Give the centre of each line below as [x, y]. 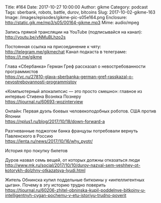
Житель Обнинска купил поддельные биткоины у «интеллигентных [75, 180]
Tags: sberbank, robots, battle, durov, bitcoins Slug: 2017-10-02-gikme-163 [80, 12]
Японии [13, 116]
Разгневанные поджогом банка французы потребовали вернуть [72, 131]
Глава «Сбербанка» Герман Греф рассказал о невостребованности [75, 66]
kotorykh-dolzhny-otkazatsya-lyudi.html [45, 170]
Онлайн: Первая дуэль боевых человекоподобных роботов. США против [81, 111]
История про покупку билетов [36, 151]
